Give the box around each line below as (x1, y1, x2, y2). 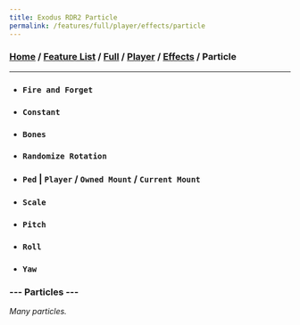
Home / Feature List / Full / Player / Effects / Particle (9, 51, 237, 63)
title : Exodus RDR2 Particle (9, 12, 118, 22)
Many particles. (9, 306, 67, 317)
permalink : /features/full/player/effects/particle (9, 21, 205, 30)
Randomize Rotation (21, 151, 107, 161)
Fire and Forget (21, 85, 94, 94)
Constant (21, 107, 61, 117)
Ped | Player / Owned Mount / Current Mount (21, 173, 201, 185)
